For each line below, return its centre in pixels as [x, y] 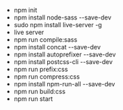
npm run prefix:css [41, 69]
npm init [25, 10]
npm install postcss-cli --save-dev [63, 62]
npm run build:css [40, 91]
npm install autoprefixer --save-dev [65, 54]
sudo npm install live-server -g [58, 25]
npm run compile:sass [46, 40]
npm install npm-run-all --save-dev [64, 84]
